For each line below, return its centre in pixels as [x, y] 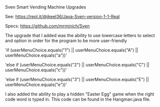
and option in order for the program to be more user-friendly [66, 41]
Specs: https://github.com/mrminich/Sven [47, 26]
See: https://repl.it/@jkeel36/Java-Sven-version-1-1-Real [63, 16]
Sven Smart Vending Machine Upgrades [46, 7]
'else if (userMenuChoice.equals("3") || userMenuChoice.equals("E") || [77, 79]
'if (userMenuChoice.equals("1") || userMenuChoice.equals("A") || [72, 50]
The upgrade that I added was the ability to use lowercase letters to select [80, 35]
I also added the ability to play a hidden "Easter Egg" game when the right [80, 94]
